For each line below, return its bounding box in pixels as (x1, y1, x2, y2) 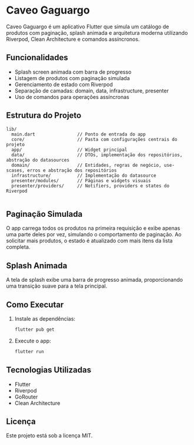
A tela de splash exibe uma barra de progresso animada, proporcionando (6, 276, 183, 284)
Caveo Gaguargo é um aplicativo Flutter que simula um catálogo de (6, 23, 169, 30)
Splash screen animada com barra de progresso (14, 68, 132, 75)
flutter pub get (14, 327, 55, 332)
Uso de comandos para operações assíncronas (14, 93, 129, 100)
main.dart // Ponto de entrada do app (11, 131, 146, 137)
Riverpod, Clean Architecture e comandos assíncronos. (6, 35, 140, 42)
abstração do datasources (6, 157, 69, 163)
